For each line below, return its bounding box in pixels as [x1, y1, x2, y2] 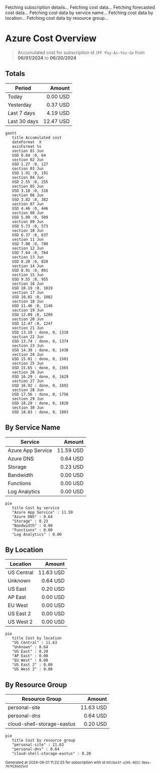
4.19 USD [46, 109, 70, 116]
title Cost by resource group [12, 738, 75, 743]
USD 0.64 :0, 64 [12, 153, 46, 158]
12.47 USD [43, 117, 70, 124]
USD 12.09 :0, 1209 [12, 312, 53, 317]
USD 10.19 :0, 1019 [12, 285, 53, 290]
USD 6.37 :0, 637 [12, 232, 49, 237]
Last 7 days [8, 109, 35, 116]
